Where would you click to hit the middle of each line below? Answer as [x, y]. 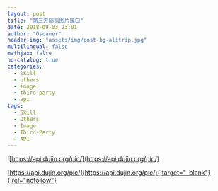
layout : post [27, 14]
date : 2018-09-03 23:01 [42, 27]
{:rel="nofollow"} [32, 180]
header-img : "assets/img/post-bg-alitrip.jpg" [77, 40]
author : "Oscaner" [34, 34]
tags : [15, 106]
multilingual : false [38, 47]
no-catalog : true [33, 60]
